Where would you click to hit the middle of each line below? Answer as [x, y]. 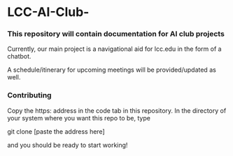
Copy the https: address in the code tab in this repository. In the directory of [117, 110]
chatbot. [19, 56]
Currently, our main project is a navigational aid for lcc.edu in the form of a [114, 49]
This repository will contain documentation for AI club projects [116, 34]
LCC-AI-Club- [48, 12]
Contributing [29, 95]
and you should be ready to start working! [68, 145]
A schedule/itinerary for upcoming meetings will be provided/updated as [112, 70]
